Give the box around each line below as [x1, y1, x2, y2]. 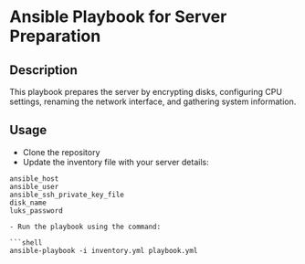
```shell [9, 238, 43, 248]
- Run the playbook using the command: [9, 222, 162, 231]
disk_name [9, 198, 47, 207]
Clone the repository [22, 146, 100, 157]
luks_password [9, 206, 64, 216]
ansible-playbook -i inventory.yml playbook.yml [9, 246, 198, 255]
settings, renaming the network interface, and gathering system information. [9, 96, 297, 107]
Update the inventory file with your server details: [22, 156, 209, 167]
